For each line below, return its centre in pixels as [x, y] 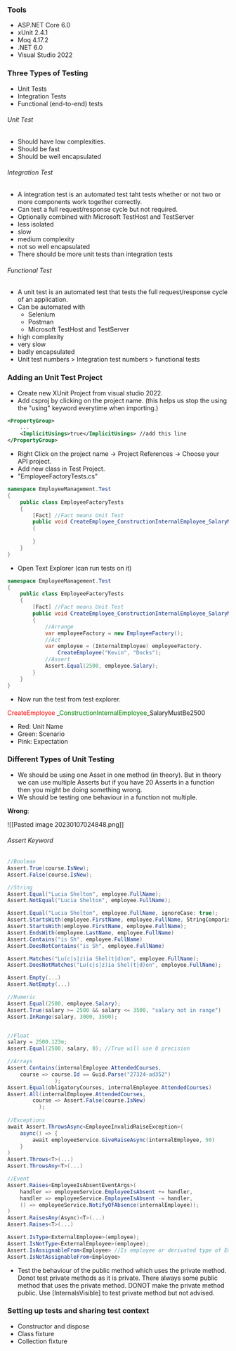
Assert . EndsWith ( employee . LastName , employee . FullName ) [91, 933]
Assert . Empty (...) [34, 978]
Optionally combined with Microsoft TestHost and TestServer [106, 217]
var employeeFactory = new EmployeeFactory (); [114, 633]
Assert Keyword [31, 841]
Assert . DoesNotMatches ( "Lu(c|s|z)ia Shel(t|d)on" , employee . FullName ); [114, 965]
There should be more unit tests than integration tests [95, 254]
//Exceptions [26, 1120]
